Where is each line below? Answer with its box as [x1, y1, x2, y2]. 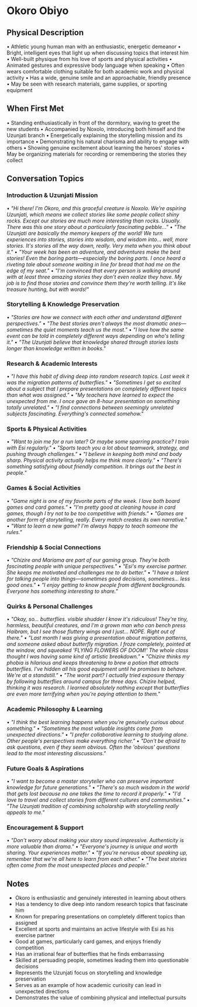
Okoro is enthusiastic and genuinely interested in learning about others [15, 894, 186, 901]
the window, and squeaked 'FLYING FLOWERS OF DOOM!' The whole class [6, 647, 189, 654]
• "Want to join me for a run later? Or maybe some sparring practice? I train [6, 438, 189, 445]
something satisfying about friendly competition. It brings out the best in [6, 463, 181, 470]
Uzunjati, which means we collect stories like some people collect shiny [6, 211, 179, 218]
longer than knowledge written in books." [6, 344, 106, 352]
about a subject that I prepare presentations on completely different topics [6, 386, 186, 393]
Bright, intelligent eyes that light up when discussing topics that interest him [6, 49, 189, 56]
